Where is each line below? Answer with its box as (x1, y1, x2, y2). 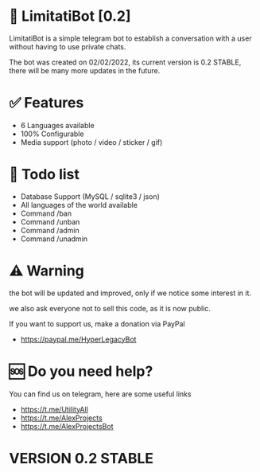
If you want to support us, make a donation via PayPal (9, 318, 185, 329)
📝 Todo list (9, 166, 80, 184)
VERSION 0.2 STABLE (9, 449, 154, 467)
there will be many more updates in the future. (9, 65, 161, 75)
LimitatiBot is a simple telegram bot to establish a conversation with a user (9, 33, 253, 43)
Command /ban (20, 209, 72, 218)
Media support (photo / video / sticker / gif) (20, 137, 163, 146)
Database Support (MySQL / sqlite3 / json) (20, 191, 160, 201)
